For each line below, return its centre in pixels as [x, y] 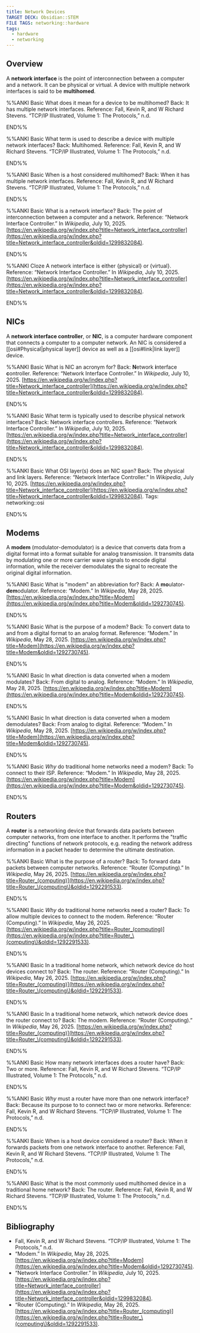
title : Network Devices [36, 12]
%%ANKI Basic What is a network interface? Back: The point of [84, 210]
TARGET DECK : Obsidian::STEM [42, 17]
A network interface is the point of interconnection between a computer [96, 78]
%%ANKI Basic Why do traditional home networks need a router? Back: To [98, 910]
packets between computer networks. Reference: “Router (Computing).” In [98, 868]
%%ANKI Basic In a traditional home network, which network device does [97, 1014]
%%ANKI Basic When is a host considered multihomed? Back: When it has [98, 174]
